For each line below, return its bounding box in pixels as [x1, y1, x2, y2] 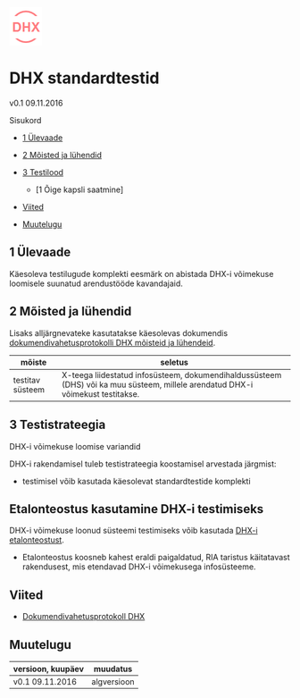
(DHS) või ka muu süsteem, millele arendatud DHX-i [61, 379, 254, 391]
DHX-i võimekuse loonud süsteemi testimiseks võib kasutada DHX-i [9, 526, 258, 536]
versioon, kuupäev [12, 663, 85, 674]
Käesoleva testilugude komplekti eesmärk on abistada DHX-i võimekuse [9, 268, 274, 279]
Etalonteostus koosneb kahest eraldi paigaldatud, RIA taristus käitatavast [21, 552, 290, 563]
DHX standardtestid [9, 68, 160, 88]
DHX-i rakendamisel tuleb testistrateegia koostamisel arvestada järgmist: [9, 458, 277, 469]
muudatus [93, 663, 133, 674]
